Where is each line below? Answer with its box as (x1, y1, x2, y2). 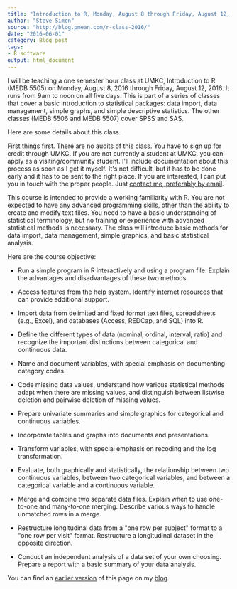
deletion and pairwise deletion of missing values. (17, 396, 161, 404)
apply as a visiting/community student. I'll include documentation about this (7, 156, 228, 165)
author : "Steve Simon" (7, 17, 75, 24)
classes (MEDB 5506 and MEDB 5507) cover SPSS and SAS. (7, 114, 184, 122)
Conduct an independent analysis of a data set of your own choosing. (17, 552, 222, 561)
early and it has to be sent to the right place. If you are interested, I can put (7, 171, 226, 180)
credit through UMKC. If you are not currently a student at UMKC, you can (7, 149, 224, 157)
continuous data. (17, 345, 67, 354)
